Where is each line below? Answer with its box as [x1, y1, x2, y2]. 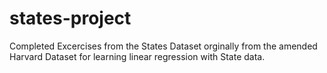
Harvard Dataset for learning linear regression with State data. [9, 50, 266, 62]
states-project [9, 7, 132, 30]
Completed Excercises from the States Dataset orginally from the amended [9, 40, 318, 52]
